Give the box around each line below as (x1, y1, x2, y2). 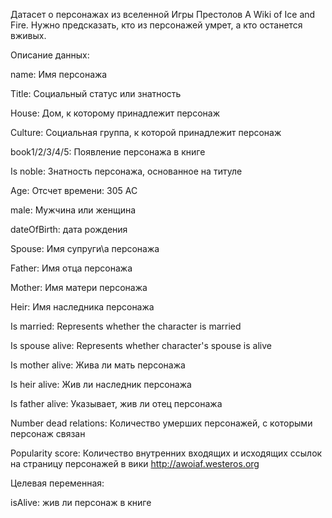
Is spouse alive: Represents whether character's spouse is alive (10, 340, 272, 351)
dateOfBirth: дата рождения (10, 224, 128, 235)
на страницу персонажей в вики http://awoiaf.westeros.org (10, 458, 260, 469)
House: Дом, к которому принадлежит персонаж (10, 107, 220, 119)
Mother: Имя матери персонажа (10, 282, 148, 293)
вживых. (10, 30, 47, 41)
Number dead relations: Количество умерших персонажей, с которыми (10, 417, 313, 429)
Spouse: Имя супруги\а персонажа (10, 243, 160, 254)
